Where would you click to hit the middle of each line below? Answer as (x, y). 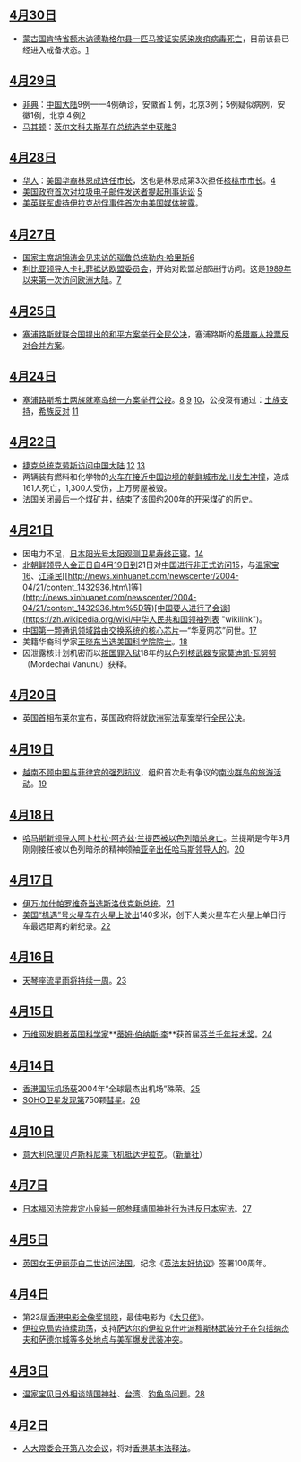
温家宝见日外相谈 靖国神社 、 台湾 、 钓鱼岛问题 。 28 (113, 1394)
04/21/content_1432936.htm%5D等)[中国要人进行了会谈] (126, 608)
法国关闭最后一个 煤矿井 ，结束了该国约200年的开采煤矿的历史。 (139, 499)
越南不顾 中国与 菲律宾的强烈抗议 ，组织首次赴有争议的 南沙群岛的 (140, 773)
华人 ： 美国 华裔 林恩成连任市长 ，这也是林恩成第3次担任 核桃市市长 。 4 (149, 180)
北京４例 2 (68, 115)
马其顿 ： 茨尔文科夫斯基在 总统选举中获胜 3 (99, 127)
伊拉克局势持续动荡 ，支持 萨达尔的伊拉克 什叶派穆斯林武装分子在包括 (148, 1328)
